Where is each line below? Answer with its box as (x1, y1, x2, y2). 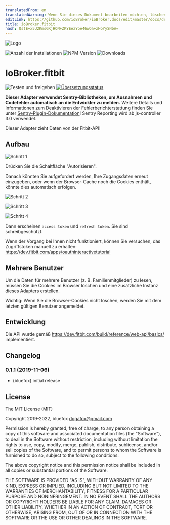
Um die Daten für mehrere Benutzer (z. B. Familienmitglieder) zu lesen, (5, 277, 153, 283)
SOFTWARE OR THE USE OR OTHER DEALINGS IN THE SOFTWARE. (5, 515, 147, 521)
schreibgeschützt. (5, 228, 43, 234)
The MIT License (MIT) (5, 406, 53, 412)
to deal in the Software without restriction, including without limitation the (5, 436, 158, 442)
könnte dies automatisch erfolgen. (5, 184, 77, 190)
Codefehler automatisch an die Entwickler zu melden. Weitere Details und (5, 100, 163, 106)
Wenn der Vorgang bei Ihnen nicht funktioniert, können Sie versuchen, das (5, 238, 161, 244)
